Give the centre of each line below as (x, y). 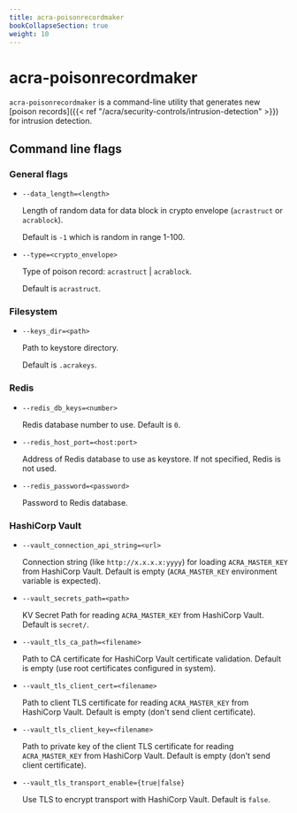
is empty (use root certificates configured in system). (119, 668)
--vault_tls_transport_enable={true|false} (103, 783)
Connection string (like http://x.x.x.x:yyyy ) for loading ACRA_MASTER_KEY (155, 561)
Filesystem (33, 311)
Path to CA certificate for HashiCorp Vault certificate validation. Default (151, 658)
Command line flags (65, 148)
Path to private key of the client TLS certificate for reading (128, 746)
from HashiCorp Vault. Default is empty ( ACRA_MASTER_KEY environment (149, 571)
